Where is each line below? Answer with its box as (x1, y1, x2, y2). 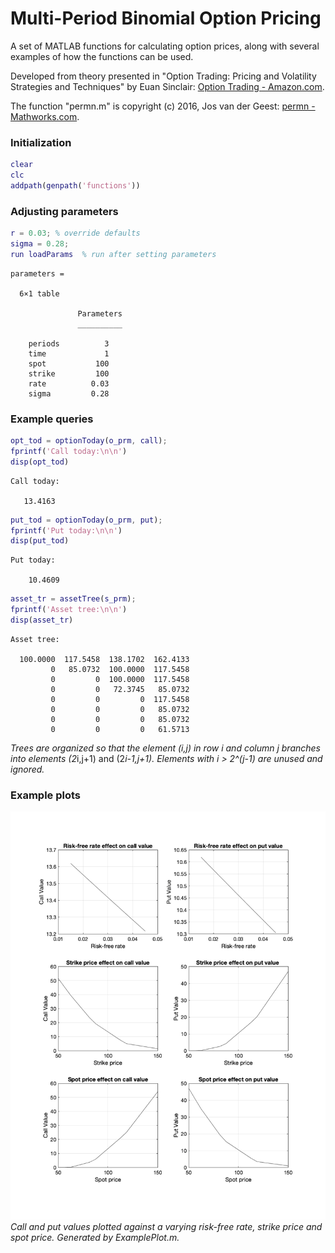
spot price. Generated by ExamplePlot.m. (10, 1231, 180, 1243)
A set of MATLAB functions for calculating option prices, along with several (10, 40, 320, 52)
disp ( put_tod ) (10, 536, 70, 546)
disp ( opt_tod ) (10, 457, 70, 467)
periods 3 (28, 338, 110, 349)
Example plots (10, 788, 81, 802)
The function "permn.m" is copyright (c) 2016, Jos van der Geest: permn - (10, 100, 316, 112)
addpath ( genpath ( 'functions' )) (10, 180, 141, 191)
